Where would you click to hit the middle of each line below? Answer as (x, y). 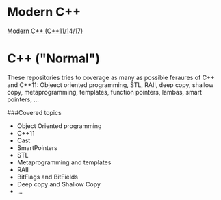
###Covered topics (34, 112)
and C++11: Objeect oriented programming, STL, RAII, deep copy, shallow (110, 85)
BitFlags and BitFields (48, 177)
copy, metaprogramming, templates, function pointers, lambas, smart (105, 92)
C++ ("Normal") (54, 59)
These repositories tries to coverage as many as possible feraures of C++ (111, 77)
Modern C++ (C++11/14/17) (45, 31)
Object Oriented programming (59, 126)
